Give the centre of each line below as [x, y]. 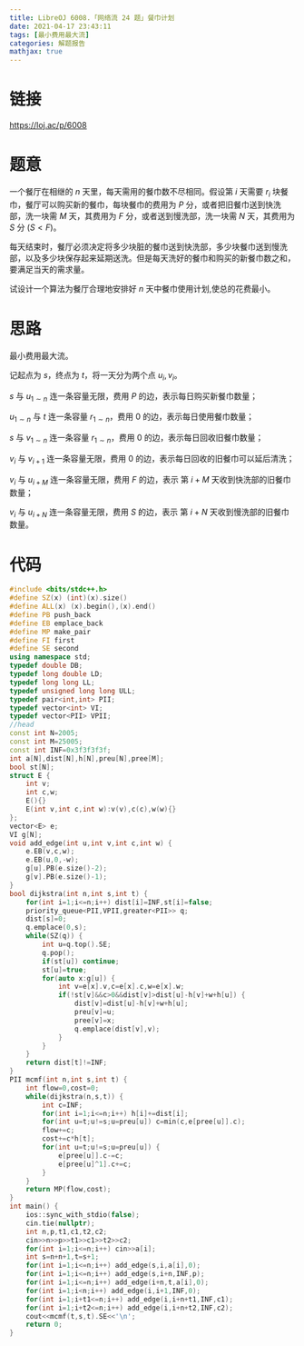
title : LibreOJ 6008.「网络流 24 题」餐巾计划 [92, 18]
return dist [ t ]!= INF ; [66, 1063]
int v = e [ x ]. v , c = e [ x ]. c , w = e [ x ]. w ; [121, 987]
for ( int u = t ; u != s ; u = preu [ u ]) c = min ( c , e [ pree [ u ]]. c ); [144, 1122]
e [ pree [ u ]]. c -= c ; [91, 1155]
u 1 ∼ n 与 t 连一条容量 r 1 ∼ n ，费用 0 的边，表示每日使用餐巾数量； [132, 418]
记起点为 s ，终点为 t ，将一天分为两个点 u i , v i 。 [96, 376]
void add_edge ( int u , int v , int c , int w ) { [91, 843]
